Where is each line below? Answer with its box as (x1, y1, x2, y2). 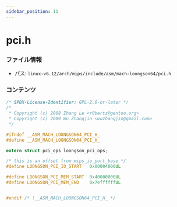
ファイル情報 (6, 55, 43, 64)
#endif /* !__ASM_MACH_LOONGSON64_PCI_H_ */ (6, 195, 116, 201)
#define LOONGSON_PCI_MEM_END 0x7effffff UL (6, 180, 121, 185)
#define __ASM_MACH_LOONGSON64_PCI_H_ (6, 137, 100, 143)
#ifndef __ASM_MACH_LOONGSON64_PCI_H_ (6, 132, 100, 138)
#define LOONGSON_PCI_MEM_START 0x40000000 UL (6, 174, 121, 180)
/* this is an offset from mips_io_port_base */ (6, 158, 126, 164)
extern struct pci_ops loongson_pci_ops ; (6, 148, 108, 153)
